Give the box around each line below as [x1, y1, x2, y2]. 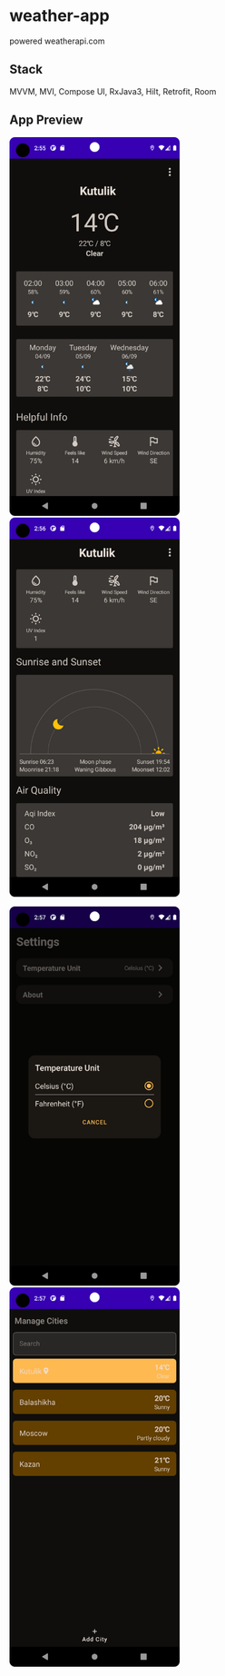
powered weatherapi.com [9, 35, 105, 46]
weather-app [9, 5, 111, 26]
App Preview [9, 113, 83, 128]
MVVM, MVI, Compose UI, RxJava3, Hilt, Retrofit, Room [9, 85, 217, 96]
